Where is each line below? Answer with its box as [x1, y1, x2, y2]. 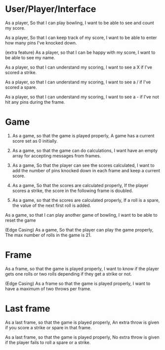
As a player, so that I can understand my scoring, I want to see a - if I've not [5, 94, 159, 100]
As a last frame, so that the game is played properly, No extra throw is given [5, 334, 160, 340]
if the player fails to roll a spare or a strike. [5, 339, 91, 345]
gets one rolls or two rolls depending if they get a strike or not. [5, 271, 132, 277]
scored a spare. [5, 84, 37, 90]
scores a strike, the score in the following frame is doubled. [12, 188, 133, 194]
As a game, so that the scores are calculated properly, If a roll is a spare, [12, 197, 160, 203]
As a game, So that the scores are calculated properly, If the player [12, 182, 149, 188]
